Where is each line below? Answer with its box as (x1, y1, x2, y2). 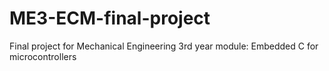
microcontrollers (9, 50, 77, 62)
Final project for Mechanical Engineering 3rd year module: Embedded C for (9, 40, 319, 52)
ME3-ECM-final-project (9, 7, 211, 30)
